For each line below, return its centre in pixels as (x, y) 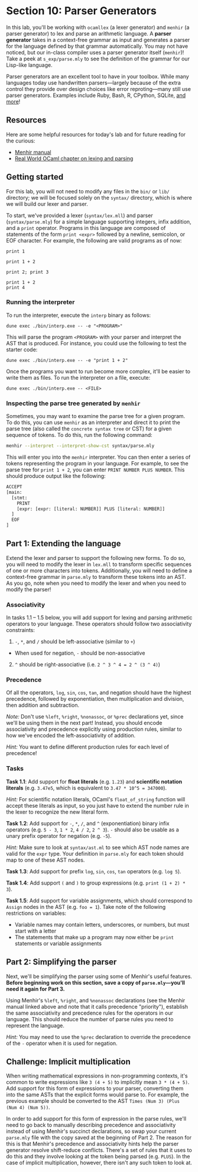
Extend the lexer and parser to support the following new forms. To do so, (96, 558)
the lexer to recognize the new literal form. (58, 812)
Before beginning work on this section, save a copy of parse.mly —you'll (95, 982)
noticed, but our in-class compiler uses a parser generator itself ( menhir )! (95, 52)
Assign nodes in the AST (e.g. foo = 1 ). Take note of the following (86, 906)
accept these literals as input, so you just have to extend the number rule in (98, 805)
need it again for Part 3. (35, 989)
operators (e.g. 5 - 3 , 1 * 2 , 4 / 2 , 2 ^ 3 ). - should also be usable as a (92, 830)
